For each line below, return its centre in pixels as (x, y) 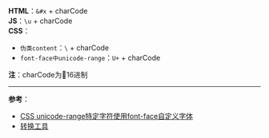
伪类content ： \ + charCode (64, 48)
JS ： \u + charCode (40, 21)
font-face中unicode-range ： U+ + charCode (90, 58)
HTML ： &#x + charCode (48, 11)
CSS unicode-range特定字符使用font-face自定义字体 (106, 116)
